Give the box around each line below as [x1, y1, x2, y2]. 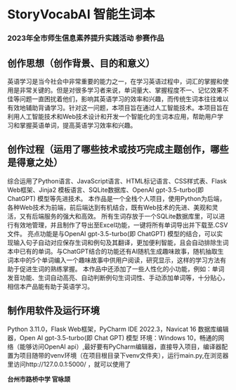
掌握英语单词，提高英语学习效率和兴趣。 [19, 121, 137, 129]
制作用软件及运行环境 [7, 305, 100, 317]
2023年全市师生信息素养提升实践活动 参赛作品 [7, 33, 164, 43]
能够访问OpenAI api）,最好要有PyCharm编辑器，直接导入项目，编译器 [19, 342, 222, 351]
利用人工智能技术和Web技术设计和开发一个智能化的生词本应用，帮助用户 [7, 112, 218, 120]
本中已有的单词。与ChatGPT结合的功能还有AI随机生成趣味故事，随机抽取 [7, 247, 218, 255]
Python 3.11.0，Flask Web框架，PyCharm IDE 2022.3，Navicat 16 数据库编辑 [7, 325, 229, 333]
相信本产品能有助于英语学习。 [7, 282, 93, 290]
